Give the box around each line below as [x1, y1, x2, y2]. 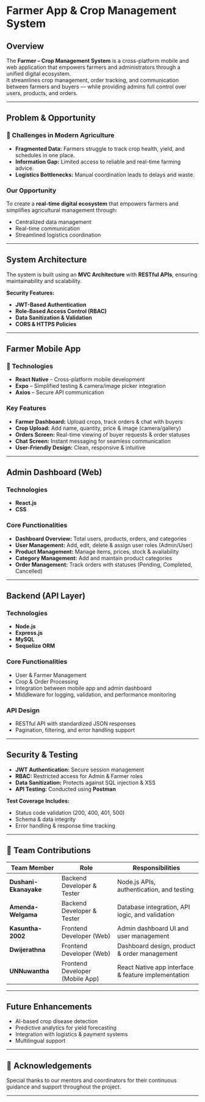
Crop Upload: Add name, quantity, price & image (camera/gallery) [15, 424, 181, 432]
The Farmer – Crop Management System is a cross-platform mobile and [6, 57, 189, 64]
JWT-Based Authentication [15, 301, 87, 308]
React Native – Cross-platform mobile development [15, 376, 145, 383]
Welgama [9, 910, 38, 918]
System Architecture [6, 254, 87, 265]
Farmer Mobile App [6, 344, 81, 354]
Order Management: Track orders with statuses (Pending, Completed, [15, 560, 193, 568]
